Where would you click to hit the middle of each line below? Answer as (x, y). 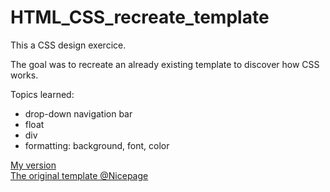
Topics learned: (42, 94)
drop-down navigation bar (78, 113)
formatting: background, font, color (97, 145)
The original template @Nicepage (79, 175)
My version (33, 165)
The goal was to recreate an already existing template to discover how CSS (165, 64)
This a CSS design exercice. (68, 45)
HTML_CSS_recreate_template (140, 17)
